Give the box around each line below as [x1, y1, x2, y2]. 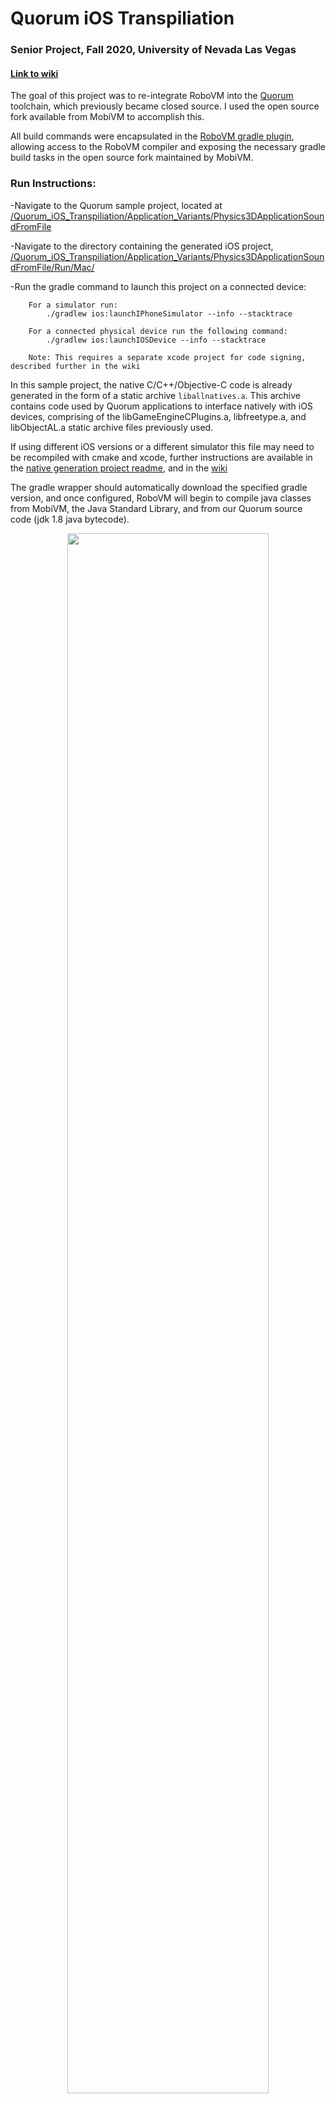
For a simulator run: [28, 300, 118, 310]
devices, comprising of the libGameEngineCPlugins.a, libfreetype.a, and [10, 410, 307, 422]
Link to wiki [10, 67, 59, 79]
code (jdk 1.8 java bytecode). [10, 513, 130, 525]
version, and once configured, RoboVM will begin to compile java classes [10, 492, 312, 504]
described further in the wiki [10, 361, 141, 371]
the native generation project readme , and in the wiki [10, 462, 228, 474]
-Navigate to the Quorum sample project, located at [10, 199, 223, 211]
